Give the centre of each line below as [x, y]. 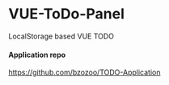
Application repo [37, 55]
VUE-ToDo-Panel [67, 14]
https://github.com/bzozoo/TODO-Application [84, 72]
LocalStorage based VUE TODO [61, 36]
